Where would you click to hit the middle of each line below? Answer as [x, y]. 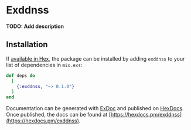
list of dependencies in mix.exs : [44, 65]
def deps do [21, 75]
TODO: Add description [35, 26]
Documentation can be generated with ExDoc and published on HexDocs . [95, 108]
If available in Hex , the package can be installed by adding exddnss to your [95, 58]
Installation [27, 45]
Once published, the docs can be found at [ [59, 115]
